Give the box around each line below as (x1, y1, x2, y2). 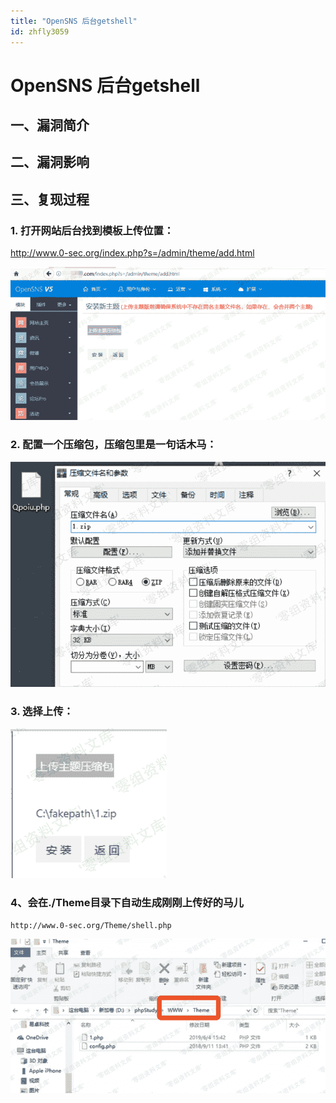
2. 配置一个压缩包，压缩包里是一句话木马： (10, 437, 217, 451)
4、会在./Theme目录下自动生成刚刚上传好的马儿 (10, 896, 244, 910)
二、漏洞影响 (10, 154, 90, 171)
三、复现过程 (10, 191, 90, 208)
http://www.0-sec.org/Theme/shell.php (10, 920, 172, 930)
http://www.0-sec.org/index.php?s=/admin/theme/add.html (10, 247, 255, 259)
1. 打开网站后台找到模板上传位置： (10, 223, 175, 237)
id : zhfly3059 (10, 26, 70, 37)
